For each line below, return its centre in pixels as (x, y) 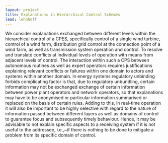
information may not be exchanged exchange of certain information (75, 87)
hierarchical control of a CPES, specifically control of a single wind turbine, (83, 39)
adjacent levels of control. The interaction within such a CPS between (77, 60)
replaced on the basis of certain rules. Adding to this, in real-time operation (83, 103)
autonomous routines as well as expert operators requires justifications (79, 65)
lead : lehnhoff (21, 19)
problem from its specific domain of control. (51, 135)
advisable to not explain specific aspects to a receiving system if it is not (80, 124)
